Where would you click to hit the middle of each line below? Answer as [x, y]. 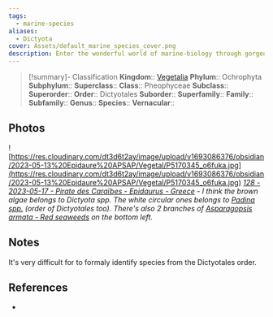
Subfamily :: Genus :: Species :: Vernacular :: [101, 103]
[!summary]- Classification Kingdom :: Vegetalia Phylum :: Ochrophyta [145, 77]
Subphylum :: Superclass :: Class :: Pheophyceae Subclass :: [128, 85]
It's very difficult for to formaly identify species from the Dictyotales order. [133, 262]
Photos [27, 128]
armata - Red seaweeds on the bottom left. [80, 217]
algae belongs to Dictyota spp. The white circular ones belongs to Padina [132, 199]
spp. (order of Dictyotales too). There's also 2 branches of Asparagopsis [130, 208]
